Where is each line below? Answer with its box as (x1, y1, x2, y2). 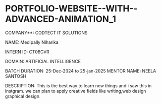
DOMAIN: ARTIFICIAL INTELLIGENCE (5, 58, 81, 64)
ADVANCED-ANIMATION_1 (5, 13, 116, 25)
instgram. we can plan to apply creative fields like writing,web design (5, 88, 146, 94)
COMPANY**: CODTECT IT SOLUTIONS (5, 30, 88, 35)
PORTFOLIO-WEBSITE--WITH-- (5, 3, 138, 14)
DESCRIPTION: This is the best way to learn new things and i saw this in (5, 82, 152, 89)
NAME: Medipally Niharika (5, 39, 58, 45)
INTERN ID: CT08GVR (5, 49, 50, 55)
